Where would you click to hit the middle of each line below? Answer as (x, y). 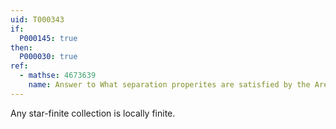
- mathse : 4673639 (58, 76)
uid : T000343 (37, 19)
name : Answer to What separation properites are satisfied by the (169, 85)
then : (21, 47)
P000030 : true (48, 57)
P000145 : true (48, 38)
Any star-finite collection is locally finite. (93, 113)
